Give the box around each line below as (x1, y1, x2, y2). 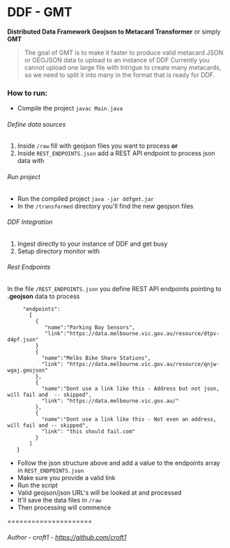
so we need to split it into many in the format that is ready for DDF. (24, 71, 215, 79)
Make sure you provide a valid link (17, 474, 116, 482)
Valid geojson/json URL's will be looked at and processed (17, 489, 182, 497)
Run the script (17, 481, 58, 490)
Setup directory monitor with (17, 246, 100, 255)
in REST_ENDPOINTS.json (17, 466, 84, 475)
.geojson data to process (7, 292, 80, 301)
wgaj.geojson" (7, 367, 49, 374)
